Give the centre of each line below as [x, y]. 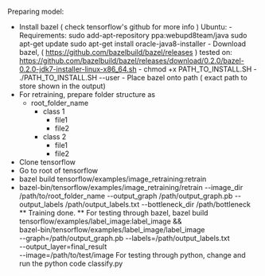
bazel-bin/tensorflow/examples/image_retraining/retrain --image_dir [131, 187]
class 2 [55, 137]
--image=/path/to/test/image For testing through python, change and [132, 255]
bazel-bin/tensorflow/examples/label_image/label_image [112, 229]
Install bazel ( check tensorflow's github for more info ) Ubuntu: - [125, 27]
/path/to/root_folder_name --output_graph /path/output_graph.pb [126, 196]
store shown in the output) [62, 86]
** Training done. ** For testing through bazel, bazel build [113, 213]
